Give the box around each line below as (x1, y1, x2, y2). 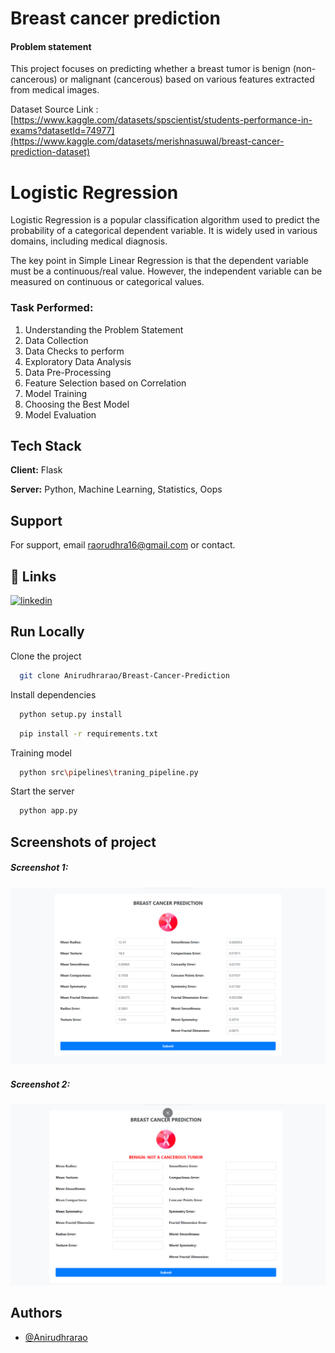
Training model (10, 747, 73, 759)
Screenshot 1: (10, 862, 69, 874)
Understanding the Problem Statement (24, 323, 184, 336)
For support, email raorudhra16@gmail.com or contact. (10, 539, 236, 551)
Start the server (10, 785, 75, 797)
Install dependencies (10, 688, 97, 701)
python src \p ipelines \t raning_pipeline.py (19, 767, 199, 777)
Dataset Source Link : (10, 103, 99, 116)
